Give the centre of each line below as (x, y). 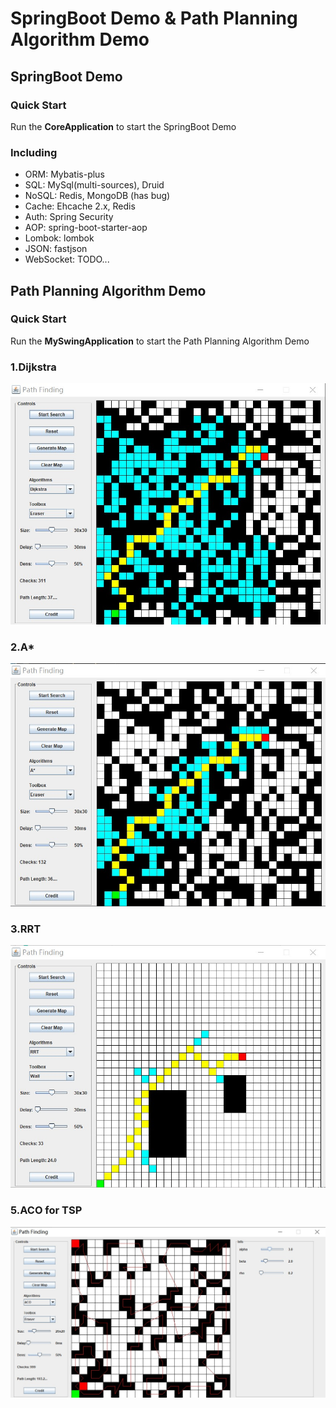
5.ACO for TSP (46, 1210)
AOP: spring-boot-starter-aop (86, 228)
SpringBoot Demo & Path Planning (154, 18)
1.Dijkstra (33, 367)
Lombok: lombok (59, 238)
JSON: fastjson (56, 249)
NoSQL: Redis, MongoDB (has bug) (97, 196)
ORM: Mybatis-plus (64, 174)
